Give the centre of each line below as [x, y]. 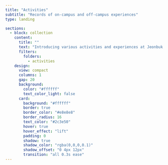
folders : [32, 56]
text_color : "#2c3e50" [47, 122]
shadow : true [37, 141]
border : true [37, 108]
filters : [28, 52]
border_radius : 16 [43, 117]
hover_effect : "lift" [46, 131]
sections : [16, 28]
